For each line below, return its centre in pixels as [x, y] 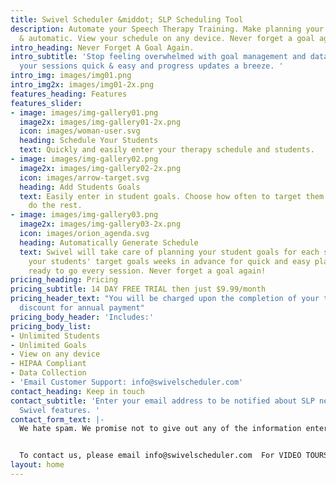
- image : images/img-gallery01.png [84, 112]
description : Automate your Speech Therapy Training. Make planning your [167, 29]
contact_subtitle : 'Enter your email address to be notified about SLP [162, 401]
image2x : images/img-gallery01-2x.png [100, 122]
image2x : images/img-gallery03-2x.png [100, 224]
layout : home [37, 465]
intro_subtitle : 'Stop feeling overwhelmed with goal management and [158, 57]
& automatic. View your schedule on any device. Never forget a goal [167, 38]
